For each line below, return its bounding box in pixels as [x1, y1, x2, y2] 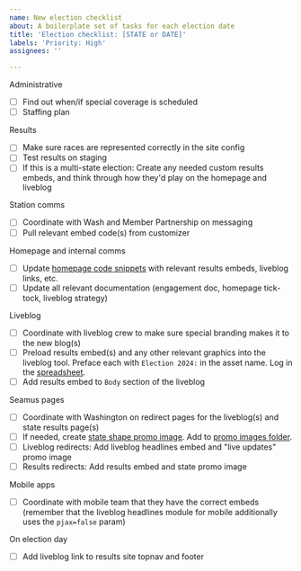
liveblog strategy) [43, 292, 108, 303]
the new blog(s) [22, 337, 81, 348]
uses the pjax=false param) [22, 516, 126, 527]
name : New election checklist [9, 13, 123, 22]
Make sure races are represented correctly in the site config [22, 142, 245, 153]
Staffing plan [22, 107, 70, 118]
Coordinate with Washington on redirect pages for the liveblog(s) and [22, 411, 279, 423]
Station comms [9, 200, 66, 210]
